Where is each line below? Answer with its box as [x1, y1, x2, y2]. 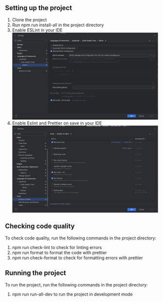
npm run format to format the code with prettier [12, 249, 107, 255]
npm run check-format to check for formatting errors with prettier [12, 255, 143, 261]
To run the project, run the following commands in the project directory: [5, 282, 148, 287]
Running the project [5, 269, 66, 277]
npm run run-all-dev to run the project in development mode [12, 291, 133, 297]
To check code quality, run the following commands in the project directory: [5, 235, 157, 241]
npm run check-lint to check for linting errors [12, 244, 102, 250]
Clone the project [12, 17, 47, 22]
